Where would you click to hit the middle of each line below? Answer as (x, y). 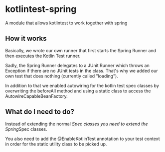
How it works (26, 38)
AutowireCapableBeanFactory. (37, 96)
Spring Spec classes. (26, 129)
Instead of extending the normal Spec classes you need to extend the (77, 124)
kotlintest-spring (41, 9)
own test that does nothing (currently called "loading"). (62, 76)
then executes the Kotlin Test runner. (43, 56)
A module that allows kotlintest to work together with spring (66, 23)
